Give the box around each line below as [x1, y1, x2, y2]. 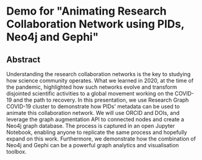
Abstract [6, 54, 41, 64]
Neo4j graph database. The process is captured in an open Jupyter [6, 122, 175, 129]
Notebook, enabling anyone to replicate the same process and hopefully [6, 129, 187, 136]
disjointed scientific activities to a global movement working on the [6, 90, 173, 97]
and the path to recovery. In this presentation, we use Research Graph [13, 96, 189, 103]
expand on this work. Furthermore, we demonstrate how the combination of [6, 135, 196, 142]
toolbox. [6, 148, 27, 155]
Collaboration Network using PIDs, [6, 17, 184, 31]
